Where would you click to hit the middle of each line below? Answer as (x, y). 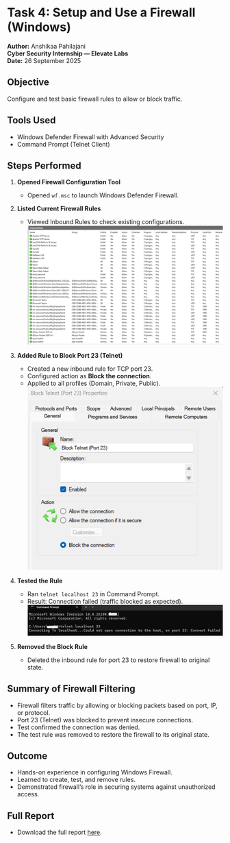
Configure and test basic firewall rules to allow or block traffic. (95, 99)
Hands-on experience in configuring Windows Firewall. (94, 772)
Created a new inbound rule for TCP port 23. (90, 369)
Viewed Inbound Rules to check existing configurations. (106, 222)
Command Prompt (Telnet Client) (63, 144)
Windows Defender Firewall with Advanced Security (90, 137)
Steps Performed (44, 166)
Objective (28, 83)
